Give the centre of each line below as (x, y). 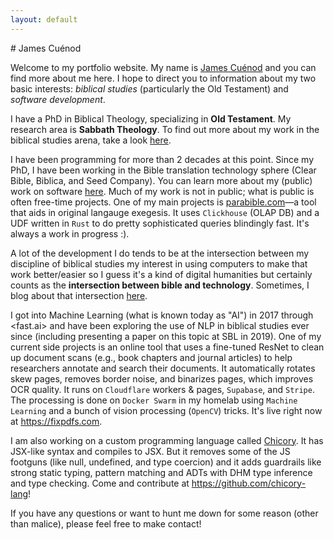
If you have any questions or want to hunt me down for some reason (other (164, 513)
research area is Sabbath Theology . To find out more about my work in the (165, 129)
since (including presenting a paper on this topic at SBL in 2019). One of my (166, 336)
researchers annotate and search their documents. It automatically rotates (163, 368)
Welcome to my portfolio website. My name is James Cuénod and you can (163, 67)
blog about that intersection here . (79, 295)
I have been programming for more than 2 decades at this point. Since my (162, 159)
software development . (58, 99)
